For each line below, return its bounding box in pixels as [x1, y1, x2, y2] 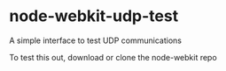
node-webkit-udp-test [9, 6, 179, 26]
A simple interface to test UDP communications [9, 35, 182, 46]
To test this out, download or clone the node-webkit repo [9, 52, 217, 62]
